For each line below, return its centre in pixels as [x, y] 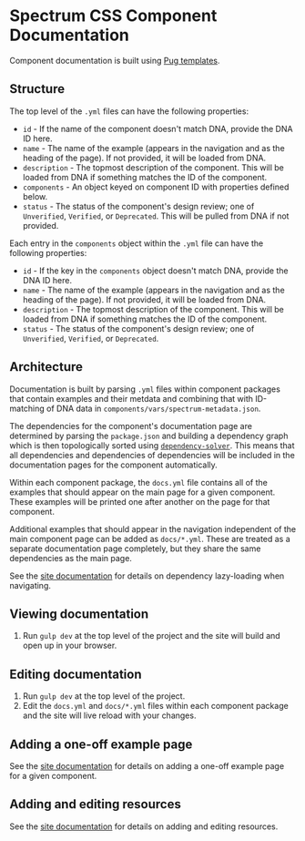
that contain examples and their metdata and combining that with [131, 398]
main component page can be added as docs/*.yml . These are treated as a [150, 538]
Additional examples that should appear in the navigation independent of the [153, 528]
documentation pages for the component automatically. [114, 465]
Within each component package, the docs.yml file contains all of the [139, 482]
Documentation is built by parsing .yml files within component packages [145, 389]
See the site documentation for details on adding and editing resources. [144, 826]
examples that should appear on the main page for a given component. [142, 492]
